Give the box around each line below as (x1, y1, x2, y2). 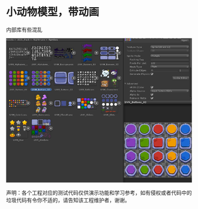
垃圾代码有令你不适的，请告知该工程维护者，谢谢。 (6, 197, 130, 204)
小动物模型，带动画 (6, 5, 100, 19)
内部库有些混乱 (6, 26, 42, 33)
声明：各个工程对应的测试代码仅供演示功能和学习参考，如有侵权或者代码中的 (6, 190, 192, 197)
